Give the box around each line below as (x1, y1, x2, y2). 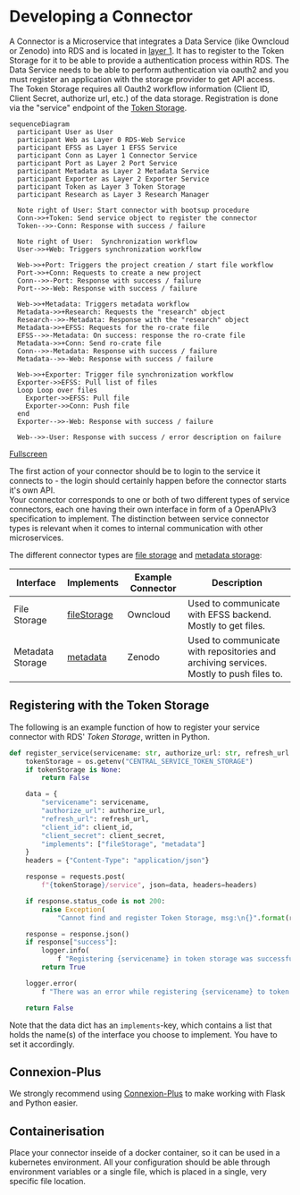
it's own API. (9, 485, 55, 496)
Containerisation (9, 1123, 105, 1139)
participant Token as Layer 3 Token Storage (17, 182, 186, 191)
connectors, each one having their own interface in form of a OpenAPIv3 (9, 504, 277, 514)
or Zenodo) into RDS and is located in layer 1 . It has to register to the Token (9, 45, 285, 55)
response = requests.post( (25, 872, 126, 882)
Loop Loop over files (17, 386, 98, 394)
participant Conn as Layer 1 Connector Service (17, 150, 198, 160)
